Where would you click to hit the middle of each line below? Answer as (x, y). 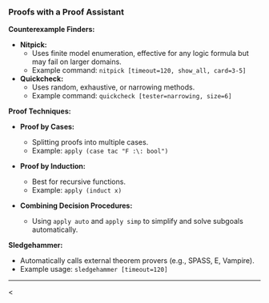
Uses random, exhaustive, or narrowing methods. (113, 87)
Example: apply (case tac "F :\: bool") (100, 151)
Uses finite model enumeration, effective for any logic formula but (141, 54)
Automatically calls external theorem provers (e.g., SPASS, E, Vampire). (137, 261)
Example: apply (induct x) (77, 190)
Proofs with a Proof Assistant (66, 12)
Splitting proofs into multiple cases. (90, 142)
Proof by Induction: (52, 166)
